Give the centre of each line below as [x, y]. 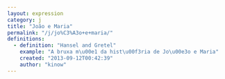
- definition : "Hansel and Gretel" [65, 45]
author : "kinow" [43, 65]
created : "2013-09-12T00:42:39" [66, 58]
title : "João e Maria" [40, 26]
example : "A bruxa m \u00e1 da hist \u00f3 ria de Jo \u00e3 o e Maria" [119, 52]
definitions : [26, 39]
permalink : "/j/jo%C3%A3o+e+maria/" [60, 33]
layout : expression [35, 13]
